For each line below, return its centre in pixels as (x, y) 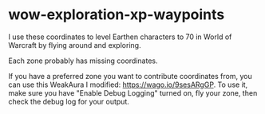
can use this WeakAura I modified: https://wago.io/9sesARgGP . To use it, (128, 85)
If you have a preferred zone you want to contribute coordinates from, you (131, 76)
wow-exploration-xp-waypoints (117, 15)
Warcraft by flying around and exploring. (75, 45)
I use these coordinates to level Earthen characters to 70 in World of (120, 37)
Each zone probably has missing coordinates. (83, 61)
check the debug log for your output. (69, 101)
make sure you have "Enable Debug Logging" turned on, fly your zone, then (133, 92)
